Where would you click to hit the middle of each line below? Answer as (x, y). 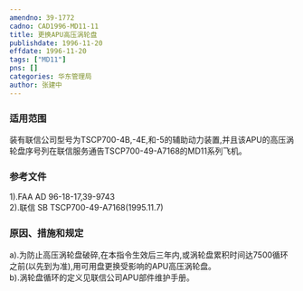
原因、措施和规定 (47, 233)
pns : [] (24, 69)
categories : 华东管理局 (51, 77)
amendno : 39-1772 (42, 18)
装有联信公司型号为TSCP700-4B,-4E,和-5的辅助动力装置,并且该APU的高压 (148, 139)
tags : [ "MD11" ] (38, 60)
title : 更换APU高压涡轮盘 (53, 34)
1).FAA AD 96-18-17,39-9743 (62, 197)
